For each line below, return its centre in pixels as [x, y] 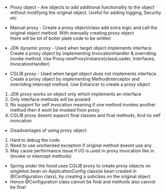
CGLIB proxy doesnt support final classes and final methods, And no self [85, 115]
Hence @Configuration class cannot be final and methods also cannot [83, 182]
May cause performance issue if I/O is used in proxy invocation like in [82, 151]
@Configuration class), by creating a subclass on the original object [80, 176]
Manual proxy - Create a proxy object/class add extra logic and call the [84, 28]
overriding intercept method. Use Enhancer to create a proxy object [80, 84]
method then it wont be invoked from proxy [55, 110]
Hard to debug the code [35, 140]
